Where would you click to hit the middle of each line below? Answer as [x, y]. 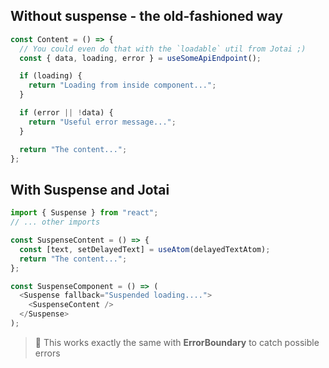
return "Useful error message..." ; [102, 122]
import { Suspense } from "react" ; [84, 213]
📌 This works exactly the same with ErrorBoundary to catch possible [177, 342]
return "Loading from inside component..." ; [122, 85]
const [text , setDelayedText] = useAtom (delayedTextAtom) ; [145, 249]
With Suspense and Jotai [90, 189]
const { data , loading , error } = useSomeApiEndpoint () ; [140, 58]
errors [47, 353]
